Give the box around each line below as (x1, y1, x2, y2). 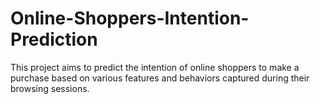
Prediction (10, 28, 98, 51)
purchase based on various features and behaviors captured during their (10, 72, 310, 84)
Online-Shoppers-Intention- (10, 7, 250, 30)
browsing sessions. (10, 82, 90, 94)
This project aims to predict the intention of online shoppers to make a (10, 61, 300, 73)
